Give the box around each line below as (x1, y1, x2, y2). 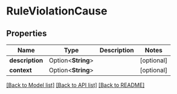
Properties (6, 28, 47, 39)
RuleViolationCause (6, 4, 108, 18)
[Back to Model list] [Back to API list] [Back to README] (6, 81, 145, 89)
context (9, 66, 32, 74)
